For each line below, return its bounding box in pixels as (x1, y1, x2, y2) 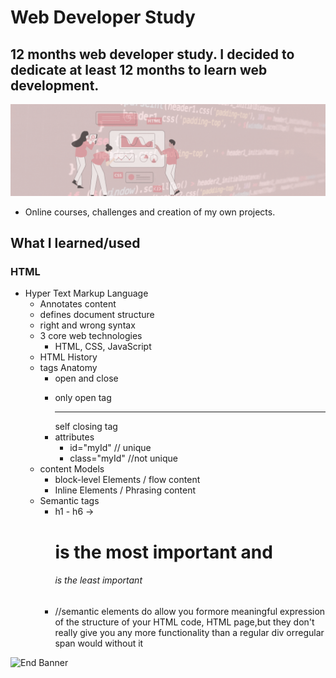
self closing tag (54, 421, 118, 433)
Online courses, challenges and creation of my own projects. (24, 206, 276, 218)
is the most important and (54, 541, 273, 563)
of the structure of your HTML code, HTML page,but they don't (54, 616, 315, 628)
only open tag (54, 392, 112, 404)
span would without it (54, 637, 144, 649)
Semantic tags (39, 495, 100, 507)
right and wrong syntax (39, 319, 136, 331)
